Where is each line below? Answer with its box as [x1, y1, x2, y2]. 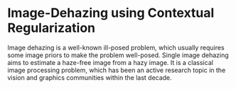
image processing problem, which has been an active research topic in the [7, 66, 226, 74]
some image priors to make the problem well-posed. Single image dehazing [7, 51, 229, 59]
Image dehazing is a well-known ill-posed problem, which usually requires [7, 43, 225, 52]
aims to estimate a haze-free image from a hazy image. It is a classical [7, 58, 213, 66]
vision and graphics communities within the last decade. [7, 73, 172, 82]
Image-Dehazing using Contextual [7, 5, 215, 21]
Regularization [7, 20, 96, 36]
